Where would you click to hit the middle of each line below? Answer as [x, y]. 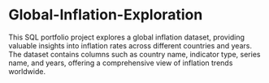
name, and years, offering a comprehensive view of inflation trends [121, 63]
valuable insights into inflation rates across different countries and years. [130, 45]
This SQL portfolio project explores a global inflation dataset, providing [127, 37]
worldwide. [27, 71]
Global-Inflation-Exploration [106, 15]
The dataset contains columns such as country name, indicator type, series [134, 54]
